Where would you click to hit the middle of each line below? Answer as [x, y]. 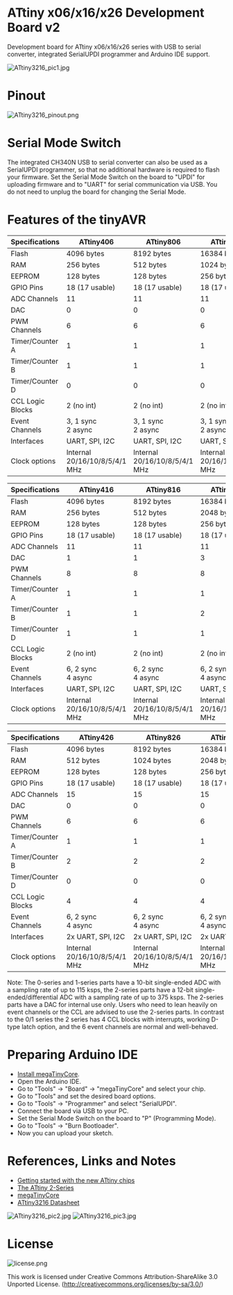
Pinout [27, 96]
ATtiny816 [163, 490]
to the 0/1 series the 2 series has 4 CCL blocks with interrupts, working [109, 1019]
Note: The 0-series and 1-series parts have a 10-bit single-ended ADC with [114, 982]
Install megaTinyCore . [48, 1073]
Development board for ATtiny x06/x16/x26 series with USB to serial [104, 47]
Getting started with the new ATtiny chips [76, 1180]
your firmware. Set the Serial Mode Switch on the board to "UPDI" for [106, 177]
